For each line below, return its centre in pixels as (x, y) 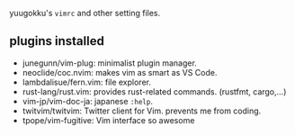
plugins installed (57, 41)
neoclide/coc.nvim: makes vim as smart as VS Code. (120, 72)
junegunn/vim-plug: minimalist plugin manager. (110, 63)
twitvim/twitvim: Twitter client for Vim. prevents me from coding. (142, 111)
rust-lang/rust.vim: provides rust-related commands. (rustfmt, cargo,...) (154, 91)
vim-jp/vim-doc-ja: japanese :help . (87, 101)
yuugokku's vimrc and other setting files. (85, 13)
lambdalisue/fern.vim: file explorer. (86, 82)
